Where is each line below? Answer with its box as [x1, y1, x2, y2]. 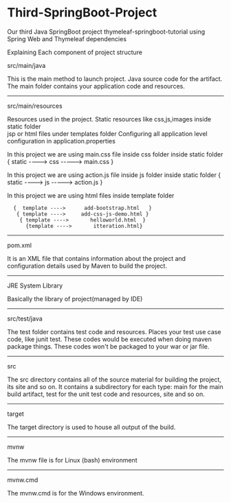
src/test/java [7, 314, 43, 323]
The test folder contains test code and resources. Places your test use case [7, 327, 221, 336]
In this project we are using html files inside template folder [7, 191, 175, 200]
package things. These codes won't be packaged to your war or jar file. [7, 342, 210, 351]
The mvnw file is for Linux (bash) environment [7, 456, 137, 464]
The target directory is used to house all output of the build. [7, 423, 176, 431]
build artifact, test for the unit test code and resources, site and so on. [7, 390, 205, 398]
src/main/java [7, 61, 46, 69]
